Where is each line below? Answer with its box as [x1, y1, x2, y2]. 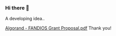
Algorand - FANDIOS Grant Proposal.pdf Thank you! [5, 25, 112, 31]
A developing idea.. [5, 16, 45, 22]
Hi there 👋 [5, 4, 30, 11]
